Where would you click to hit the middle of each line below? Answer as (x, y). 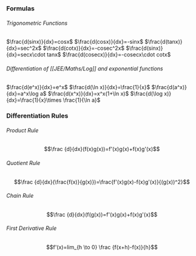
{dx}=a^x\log (22, 94)
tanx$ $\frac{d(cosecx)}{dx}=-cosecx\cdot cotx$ (109, 55)
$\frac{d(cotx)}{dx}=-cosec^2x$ (84, 48)
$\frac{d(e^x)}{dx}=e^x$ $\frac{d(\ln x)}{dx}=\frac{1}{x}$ (78, 87)
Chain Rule (20, 196)
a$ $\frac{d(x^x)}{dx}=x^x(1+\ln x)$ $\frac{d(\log (101, 94)
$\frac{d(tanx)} (164, 42)
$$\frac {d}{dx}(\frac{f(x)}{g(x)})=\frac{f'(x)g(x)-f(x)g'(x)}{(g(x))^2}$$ (102, 182)
